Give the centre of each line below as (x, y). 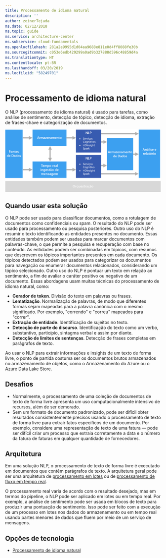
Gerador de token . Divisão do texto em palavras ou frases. (72, 296)
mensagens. (18, 523)
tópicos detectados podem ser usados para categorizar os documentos (78, 260)
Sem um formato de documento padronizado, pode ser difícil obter (80, 412)
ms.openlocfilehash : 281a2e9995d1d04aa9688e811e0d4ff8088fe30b (72, 47)
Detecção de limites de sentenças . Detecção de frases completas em (84, 338)
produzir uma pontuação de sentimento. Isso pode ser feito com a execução (83, 507)
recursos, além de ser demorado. (46, 407)
